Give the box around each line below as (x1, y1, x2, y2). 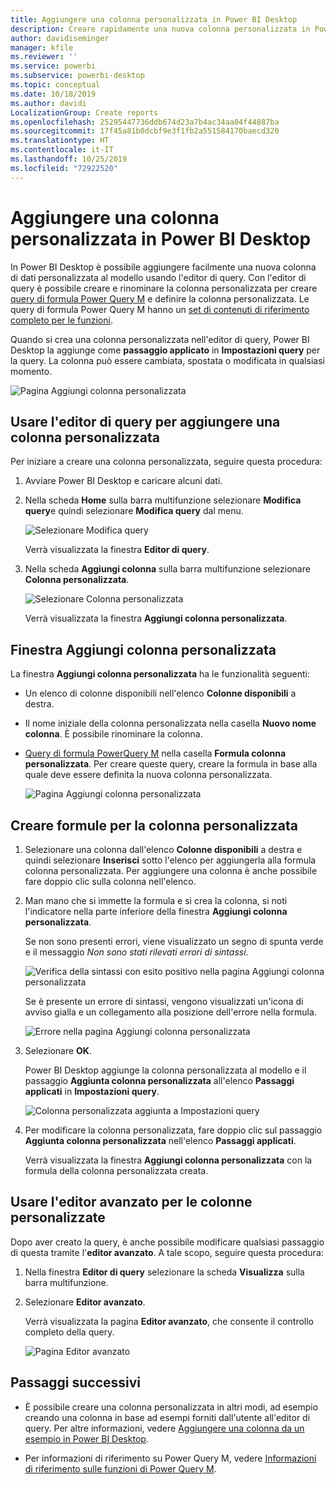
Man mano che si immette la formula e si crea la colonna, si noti (24, 895, 288, 906)
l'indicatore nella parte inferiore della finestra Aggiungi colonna (24, 906, 288, 917)
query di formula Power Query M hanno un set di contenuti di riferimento (10, 303, 310, 315)
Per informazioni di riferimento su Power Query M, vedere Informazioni (24, 1452, 317, 1464)
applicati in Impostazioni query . (24, 1086, 160, 1097)
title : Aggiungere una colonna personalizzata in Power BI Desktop (10, 14, 298, 25)
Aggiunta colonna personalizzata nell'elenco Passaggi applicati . (24, 1135, 297, 1146)
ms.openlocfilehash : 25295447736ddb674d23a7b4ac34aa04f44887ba (10, 117, 280, 127)
